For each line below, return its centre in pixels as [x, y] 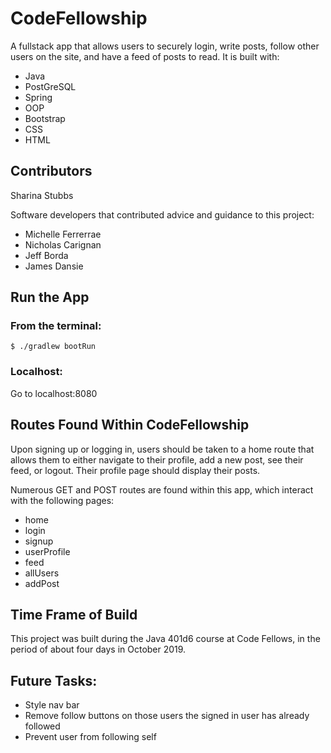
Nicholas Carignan [63, 244]
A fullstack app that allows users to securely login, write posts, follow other [165, 46]
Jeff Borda [46, 255]
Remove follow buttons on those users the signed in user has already [167, 716]
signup [39, 541]
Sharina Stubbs [42, 195]
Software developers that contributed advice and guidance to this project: [162, 214]
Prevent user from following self [90, 737]
